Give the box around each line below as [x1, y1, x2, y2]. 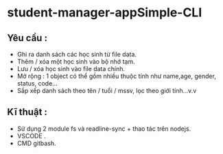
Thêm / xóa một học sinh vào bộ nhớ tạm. [16, 57, 135, 66]
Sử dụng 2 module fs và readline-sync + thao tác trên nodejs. [16, 125, 191, 133]
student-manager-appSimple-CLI [7, 5, 202, 21]
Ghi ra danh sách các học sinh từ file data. [16, 50, 137, 58]
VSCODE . [16, 131, 46, 140]
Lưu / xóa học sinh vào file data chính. [16, 65, 126, 73]
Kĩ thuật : [7, 106, 48, 118]
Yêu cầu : [7, 32, 48, 44]
